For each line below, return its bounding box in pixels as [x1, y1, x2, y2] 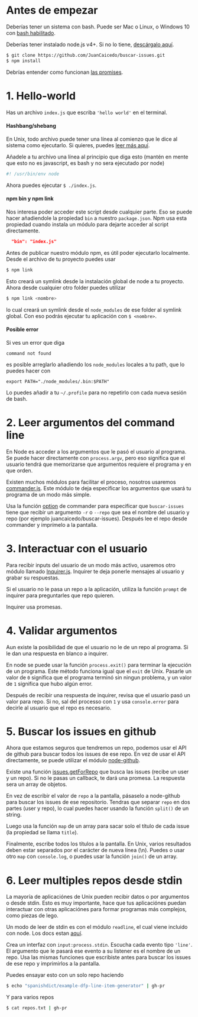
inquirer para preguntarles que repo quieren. [6, 592, 115, 599]
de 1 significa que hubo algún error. [6, 680, 93, 687]
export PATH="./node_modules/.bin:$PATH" [6, 378, 110, 384]
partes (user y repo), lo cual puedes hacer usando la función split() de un [6, 805, 189, 812]
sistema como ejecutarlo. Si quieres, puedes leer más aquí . [6, 141, 150, 148]
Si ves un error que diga [6, 339, 65, 346]
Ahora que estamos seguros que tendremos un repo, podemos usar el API [6, 744, 187, 752]
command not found [6, 350, 51, 357]
